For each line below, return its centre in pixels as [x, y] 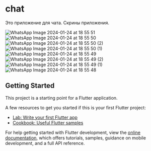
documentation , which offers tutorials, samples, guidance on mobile [75, 138]
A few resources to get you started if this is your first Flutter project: [75, 107]
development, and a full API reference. [45, 143]
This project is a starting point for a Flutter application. [61, 98]
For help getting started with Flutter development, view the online [73, 132]
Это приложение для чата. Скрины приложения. [57, 23]
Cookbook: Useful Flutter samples [48, 123]
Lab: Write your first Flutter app [45, 117]
